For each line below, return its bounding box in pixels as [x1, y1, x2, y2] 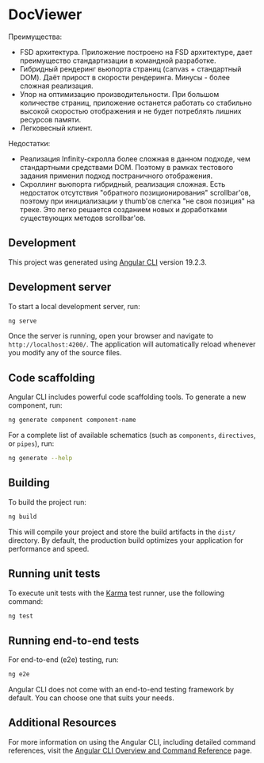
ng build [8, 513, 37, 521]
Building [8, 476, 50, 490]
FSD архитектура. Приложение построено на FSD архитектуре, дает [19, 47, 253, 56]
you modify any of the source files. [8, 348, 122, 358]
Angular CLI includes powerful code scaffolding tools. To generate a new [8, 392, 247, 402]
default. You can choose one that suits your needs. [8, 693, 174, 703]
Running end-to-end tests [8, 633, 140, 647]
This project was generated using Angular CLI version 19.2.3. [8, 257, 208, 267]
